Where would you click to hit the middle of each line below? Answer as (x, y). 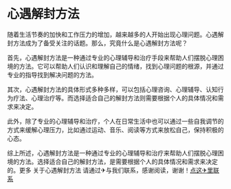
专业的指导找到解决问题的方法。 (52, 75)
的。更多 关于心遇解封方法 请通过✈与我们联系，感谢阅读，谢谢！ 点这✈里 (110, 170)
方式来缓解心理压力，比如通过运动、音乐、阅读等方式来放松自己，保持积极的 (115, 130)
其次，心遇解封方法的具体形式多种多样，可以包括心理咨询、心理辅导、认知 (112, 89)
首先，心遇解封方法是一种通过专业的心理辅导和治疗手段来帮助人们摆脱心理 (112, 57)
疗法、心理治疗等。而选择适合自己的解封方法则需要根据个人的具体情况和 (115, 98)
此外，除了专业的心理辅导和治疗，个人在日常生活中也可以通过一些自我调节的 (115, 121)
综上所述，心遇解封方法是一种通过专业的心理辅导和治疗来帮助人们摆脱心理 (112, 153)
